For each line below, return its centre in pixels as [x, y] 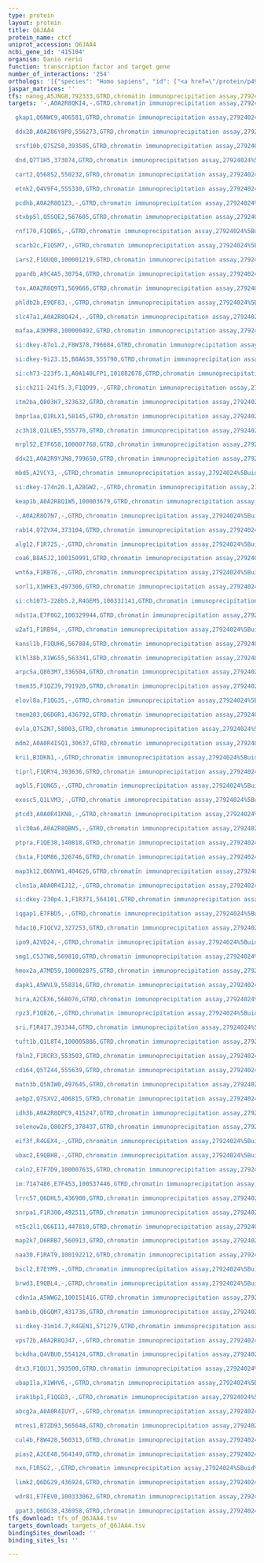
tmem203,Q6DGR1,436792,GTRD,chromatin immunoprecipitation [114, 715]
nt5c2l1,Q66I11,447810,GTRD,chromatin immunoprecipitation [114, 1227]
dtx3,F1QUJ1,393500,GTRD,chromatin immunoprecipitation [108, 1369]
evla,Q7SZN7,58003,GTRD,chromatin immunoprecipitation [107, 729]
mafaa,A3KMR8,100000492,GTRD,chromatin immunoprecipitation [115, 331]
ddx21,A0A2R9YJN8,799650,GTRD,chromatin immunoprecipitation [117, 459]
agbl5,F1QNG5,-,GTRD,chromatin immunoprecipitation [102, 786]
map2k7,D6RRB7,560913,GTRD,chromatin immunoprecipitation [112, 1241]
